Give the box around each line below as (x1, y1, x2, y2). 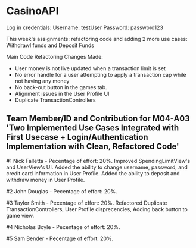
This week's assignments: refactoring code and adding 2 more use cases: (6, 35, 188, 42)
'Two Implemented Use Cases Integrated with (6, 123, 179, 133)
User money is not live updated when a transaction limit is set (14, 64, 166, 72)
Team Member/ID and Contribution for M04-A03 (6, 114, 190, 124)
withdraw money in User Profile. (6, 176, 85, 183)
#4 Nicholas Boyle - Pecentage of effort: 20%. (6, 223, 120, 230)
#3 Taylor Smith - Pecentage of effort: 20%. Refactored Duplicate (6, 199, 167, 206)
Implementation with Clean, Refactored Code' (6, 142, 179, 152)
